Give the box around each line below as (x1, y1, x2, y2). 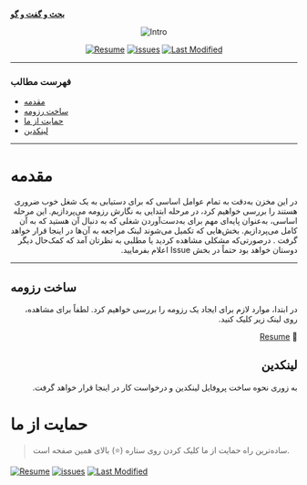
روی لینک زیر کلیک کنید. (218, 313, 298, 324)
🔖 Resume (259, 332, 298, 343)
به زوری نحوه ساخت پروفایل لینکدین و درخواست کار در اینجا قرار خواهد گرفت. (32, 382, 298, 393)
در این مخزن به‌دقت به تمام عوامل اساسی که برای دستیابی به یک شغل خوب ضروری (14, 196, 298, 207)
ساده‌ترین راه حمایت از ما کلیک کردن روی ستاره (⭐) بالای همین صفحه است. (32, 444, 290, 456)
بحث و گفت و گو (10, 9, 65, 19)
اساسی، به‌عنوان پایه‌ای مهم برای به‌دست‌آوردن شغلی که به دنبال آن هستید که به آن (18, 216, 298, 227)
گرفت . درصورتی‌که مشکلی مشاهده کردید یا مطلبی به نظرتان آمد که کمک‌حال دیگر (17, 235, 298, 246)
